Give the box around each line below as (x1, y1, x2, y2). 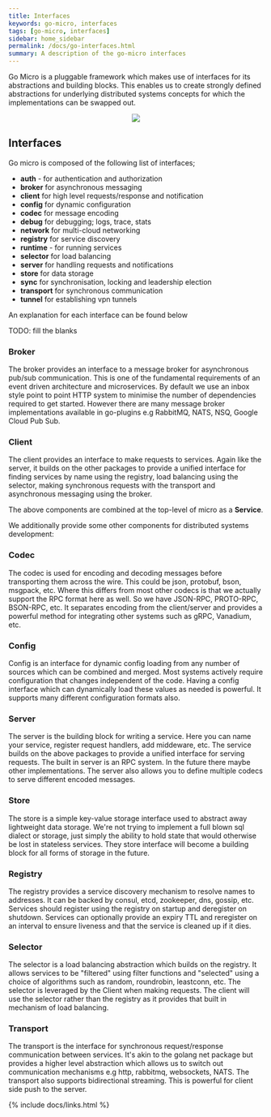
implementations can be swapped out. (8, 98, 136, 107)
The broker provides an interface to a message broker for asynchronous (8, 364, 249, 374)
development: (8, 529, 54, 539)
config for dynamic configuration (19, 200, 132, 209)
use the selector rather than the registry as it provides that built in (8, 995, 227, 1004)
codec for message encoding (19, 208, 119, 217)
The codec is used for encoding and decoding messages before (8, 568, 222, 578)
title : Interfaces (8, 11, 70, 20)
